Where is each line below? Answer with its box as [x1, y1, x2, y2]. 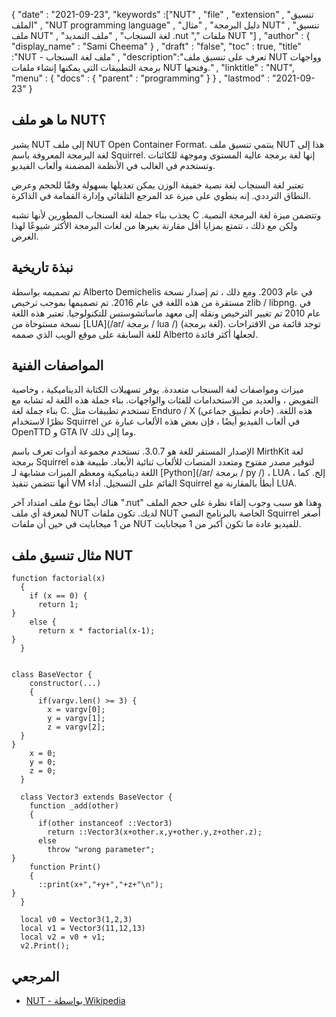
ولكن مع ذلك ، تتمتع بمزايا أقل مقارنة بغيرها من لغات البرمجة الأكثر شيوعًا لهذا [11, 219, 298, 231]
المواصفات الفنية [11, 357, 104, 374]
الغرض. [11, 230, 39, 242]
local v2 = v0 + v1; [20, 932, 106, 943]
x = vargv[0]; [47, 705, 106, 715]
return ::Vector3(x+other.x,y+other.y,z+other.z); [47, 827, 263, 838]
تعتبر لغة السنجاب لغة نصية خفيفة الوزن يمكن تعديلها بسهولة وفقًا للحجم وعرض [11, 179, 304, 191]
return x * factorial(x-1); [37, 626, 156, 636]
